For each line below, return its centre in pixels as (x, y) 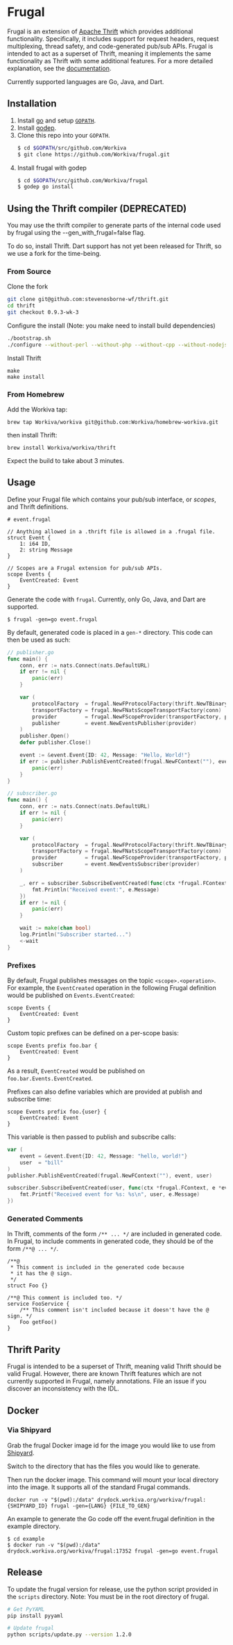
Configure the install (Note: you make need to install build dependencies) (112, 325)
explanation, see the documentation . (59, 68)
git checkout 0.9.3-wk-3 (43, 313)
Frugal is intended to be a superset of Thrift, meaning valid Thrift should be (114, 1366)
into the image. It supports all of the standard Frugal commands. (99, 1487)
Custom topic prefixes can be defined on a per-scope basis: (93, 1033)
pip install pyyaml (35, 1616)
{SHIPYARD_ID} (28, 1506)
